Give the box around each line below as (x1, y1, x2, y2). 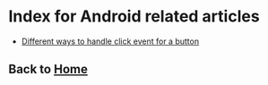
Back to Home (8, 62, 89, 77)
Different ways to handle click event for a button (21, 36, 199, 47)
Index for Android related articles (8, 6, 261, 27)
